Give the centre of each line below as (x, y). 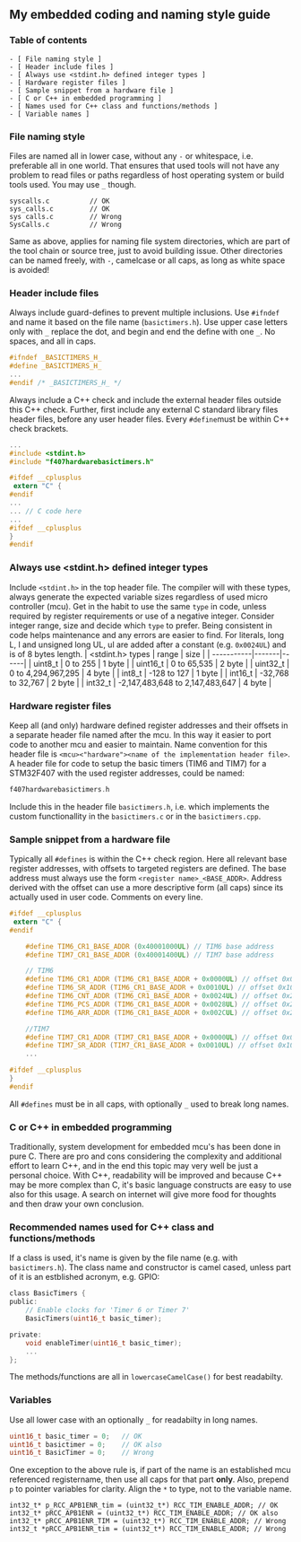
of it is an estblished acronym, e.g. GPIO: (85, 1277)
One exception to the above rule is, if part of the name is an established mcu (150, 1470)
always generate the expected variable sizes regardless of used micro (139, 597)
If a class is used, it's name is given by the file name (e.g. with (124, 1258)
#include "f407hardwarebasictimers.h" (82, 461)
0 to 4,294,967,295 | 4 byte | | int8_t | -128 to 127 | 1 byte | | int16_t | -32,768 (149, 673)
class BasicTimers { (48, 1293)
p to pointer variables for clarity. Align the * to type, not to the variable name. (150, 1489)
